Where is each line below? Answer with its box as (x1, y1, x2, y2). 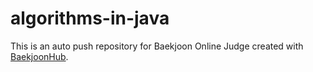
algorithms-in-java (10, 7, 170, 30)
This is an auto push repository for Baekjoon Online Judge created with (10, 40, 304, 52)
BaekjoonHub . (10, 50, 69, 62)
